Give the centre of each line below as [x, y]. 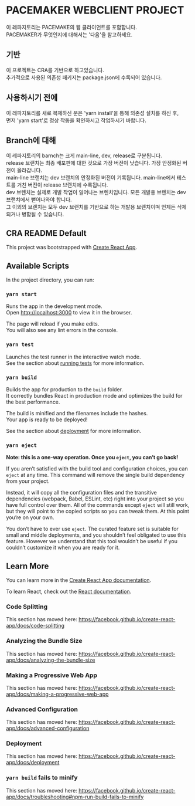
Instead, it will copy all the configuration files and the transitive [81, 493]
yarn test [20, 345]
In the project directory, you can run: [50, 280]
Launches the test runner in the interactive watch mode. [74, 357]
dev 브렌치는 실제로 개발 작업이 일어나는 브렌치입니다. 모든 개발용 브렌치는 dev [96, 192]
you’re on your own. [30, 517]
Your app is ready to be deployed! [47, 419]
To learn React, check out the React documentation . [69, 591]
